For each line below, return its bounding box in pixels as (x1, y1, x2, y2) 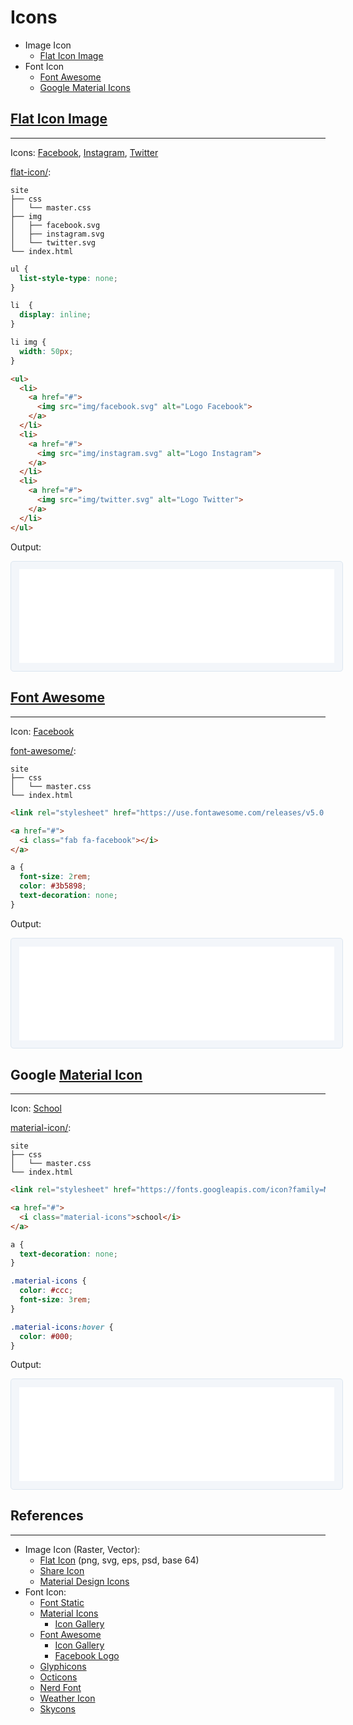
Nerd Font (39, 1681, 82, 1693)
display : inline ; (19, 310, 92, 320)
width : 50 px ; (19, 346, 74, 356)
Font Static (39, 1596, 85, 1608)
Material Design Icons (39, 1575, 130, 1587)
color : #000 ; (19, 1331, 74, 1341)
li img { (10, 337, 47, 347)
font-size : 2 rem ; (19, 872, 92, 882)
